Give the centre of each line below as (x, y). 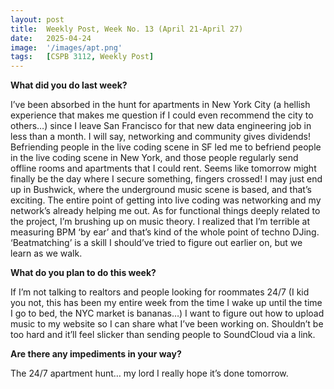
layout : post (37, 19)
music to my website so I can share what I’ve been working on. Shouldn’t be (167, 324)
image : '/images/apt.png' (66, 47)
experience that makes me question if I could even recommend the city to (162, 115)
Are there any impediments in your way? (96, 354)
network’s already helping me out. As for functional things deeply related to (165, 211)
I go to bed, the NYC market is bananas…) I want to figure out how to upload (167, 313)
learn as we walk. (46, 253)
